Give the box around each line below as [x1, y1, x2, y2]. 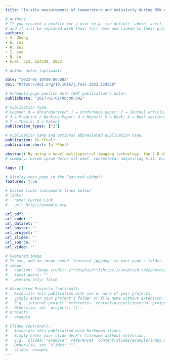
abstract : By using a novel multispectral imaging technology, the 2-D [5, 151, 159, 156]
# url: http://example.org [5, 202, 67, 208]
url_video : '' [5, 244, 35, 250]
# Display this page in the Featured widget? [5, 174, 103, 180]
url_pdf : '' [5, 211, 30, 217]
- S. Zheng [5, 35, 28, 41]
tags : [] [5, 165, 24, 170]
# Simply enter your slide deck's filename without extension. [5, 333, 146, 338]
